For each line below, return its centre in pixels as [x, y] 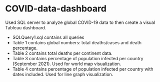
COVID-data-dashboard [56, 9]
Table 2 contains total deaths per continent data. [62, 53]
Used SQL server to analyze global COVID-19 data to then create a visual [80, 22]
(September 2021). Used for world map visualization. [67, 64]
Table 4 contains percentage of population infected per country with [83, 69]
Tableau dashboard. [26, 27]
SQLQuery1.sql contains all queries [48, 37]
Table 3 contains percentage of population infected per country [78, 58]
